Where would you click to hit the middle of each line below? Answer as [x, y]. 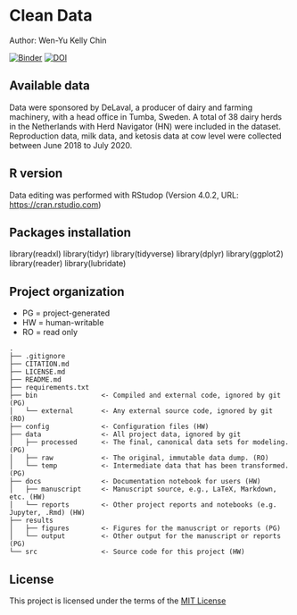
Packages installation [70, 232]
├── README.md [36, 380]
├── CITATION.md [39, 364]
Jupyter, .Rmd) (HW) [48, 513]
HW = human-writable [63, 323]
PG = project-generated [66, 313]
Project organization [67, 291]
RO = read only [50, 333]
